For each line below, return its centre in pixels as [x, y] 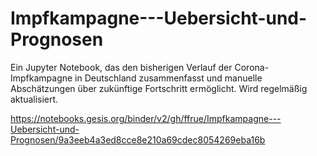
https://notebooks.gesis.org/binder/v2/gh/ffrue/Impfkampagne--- [146, 118]
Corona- [252, 67]
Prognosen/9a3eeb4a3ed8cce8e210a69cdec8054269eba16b [138, 139]
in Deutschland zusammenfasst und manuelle [168, 78]
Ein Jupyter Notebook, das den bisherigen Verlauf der [121, 67]
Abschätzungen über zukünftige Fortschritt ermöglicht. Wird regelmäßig [159, 88]
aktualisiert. [34, 99]
